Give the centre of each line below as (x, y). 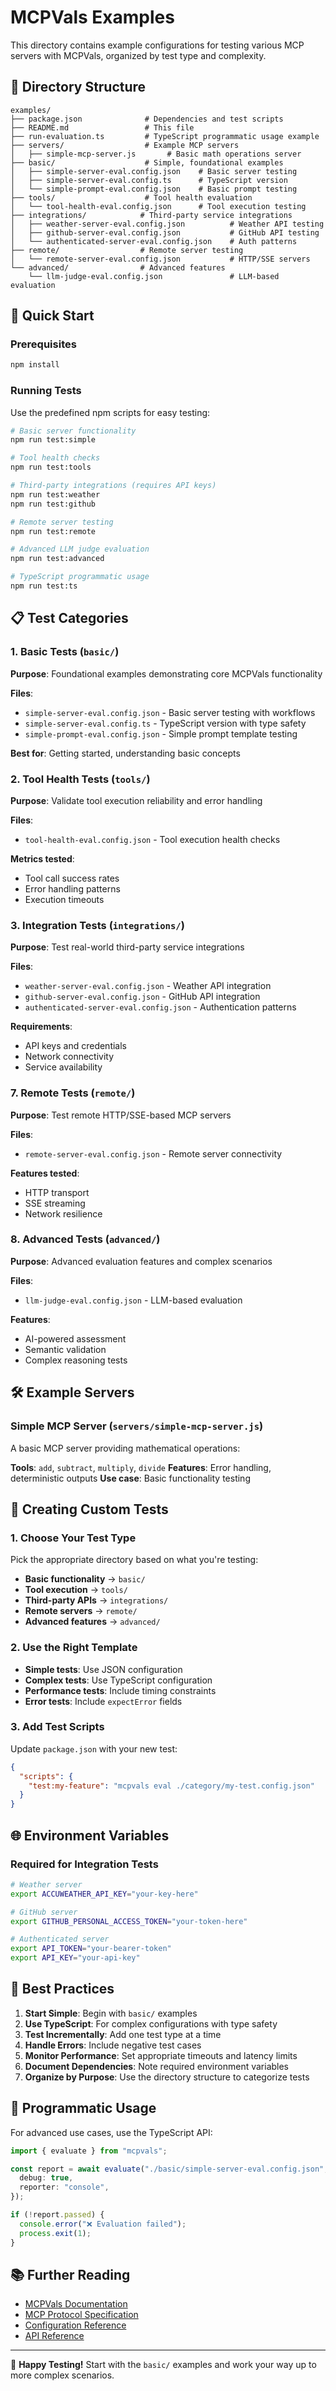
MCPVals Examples (92, 17)
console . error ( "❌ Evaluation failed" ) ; (103, 2224)
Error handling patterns (72, 888)
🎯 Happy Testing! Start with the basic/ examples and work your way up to (163, 2365)
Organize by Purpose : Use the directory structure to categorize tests (167, 2077)
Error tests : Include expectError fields (103, 1701)
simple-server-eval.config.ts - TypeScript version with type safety (165, 723)
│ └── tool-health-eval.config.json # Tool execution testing (158, 206)
